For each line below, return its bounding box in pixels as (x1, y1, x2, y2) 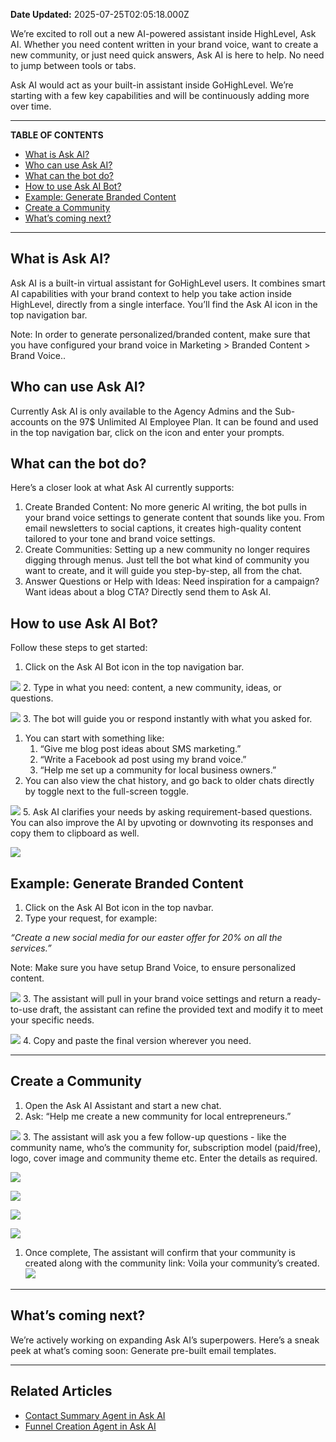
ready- (293, 993, 322, 1005)
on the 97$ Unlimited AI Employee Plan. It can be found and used (50, 415, 319, 428)
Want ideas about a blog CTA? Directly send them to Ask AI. (24, 586, 272, 598)
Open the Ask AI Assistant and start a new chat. (24, 1099, 222, 1111)
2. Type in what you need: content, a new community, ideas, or (22, 682, 282, 694)
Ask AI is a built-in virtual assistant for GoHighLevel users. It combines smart (10, 277, 326, 289)
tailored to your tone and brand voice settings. (24, 533, 216, 545)
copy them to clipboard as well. (10, 827, 140, 839)
